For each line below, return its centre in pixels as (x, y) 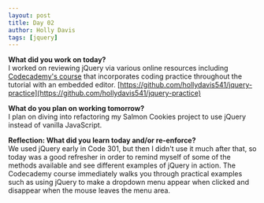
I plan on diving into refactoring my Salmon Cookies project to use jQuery (127, 117)
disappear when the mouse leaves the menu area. (89, 190)
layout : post (30, 15)
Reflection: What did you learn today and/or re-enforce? (102, 140)
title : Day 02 (32, 23)
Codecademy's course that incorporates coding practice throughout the (125, 76)
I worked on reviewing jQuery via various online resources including (118, 68)
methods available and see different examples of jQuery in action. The (122, 165)
